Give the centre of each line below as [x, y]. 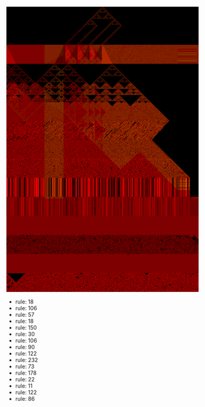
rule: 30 [25, 334]
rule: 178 [26, 373]
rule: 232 [27, 360]
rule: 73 [25, 367]
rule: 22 [25, 380]
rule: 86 [25, 399]
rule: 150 [26, 328]
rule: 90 [25, 347]
